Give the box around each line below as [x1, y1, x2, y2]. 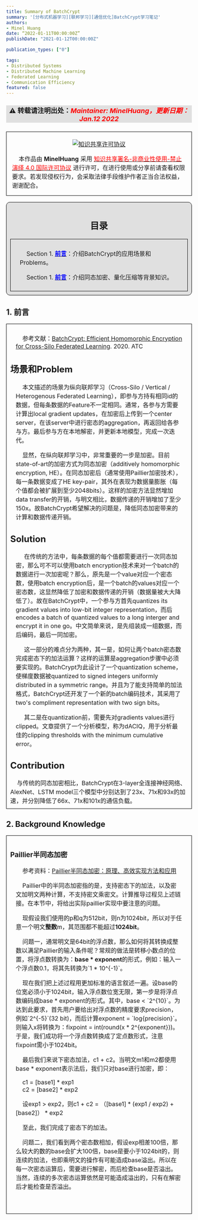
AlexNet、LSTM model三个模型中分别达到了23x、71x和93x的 [10, 788, 180, 796]
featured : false [6, 85, 46, 91]
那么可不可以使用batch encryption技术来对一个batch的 [27, 561, 179, 570]
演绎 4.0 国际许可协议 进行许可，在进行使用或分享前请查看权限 [12, 163, 186, 172]
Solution [10, 533, 46, 545]
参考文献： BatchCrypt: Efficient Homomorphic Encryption [22, 334, 183, 342]
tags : [6, 57, 19, 63]
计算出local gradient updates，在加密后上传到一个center [15, 410, 173, 418]
